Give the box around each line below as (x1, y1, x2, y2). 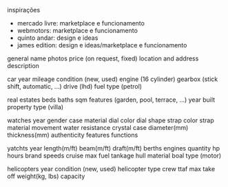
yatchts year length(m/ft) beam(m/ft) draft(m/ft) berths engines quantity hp (7, 144, 220, 152)
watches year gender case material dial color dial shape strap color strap (7, 116, 215, 124)
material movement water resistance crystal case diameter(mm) (7, 124, 189, 131)
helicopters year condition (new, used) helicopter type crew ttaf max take (7, 165, 216, 173)
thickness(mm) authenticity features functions (7, 131, 138, 139)
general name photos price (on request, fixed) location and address (7, 54, 199, 63)
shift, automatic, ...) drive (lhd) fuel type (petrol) (7, 82, 143, 90)
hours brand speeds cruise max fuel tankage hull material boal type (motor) (7, 151, 222, 159)
